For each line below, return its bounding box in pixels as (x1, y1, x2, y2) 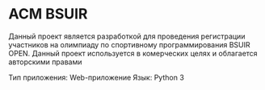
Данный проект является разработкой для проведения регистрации (8, 31, 246, 41)
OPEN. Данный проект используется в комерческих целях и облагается (8, 48, 258, 58)
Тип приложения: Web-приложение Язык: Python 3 (8, 72, 184, 82)
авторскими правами (8, 57, 82, 67)
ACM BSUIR (8, 5, 88, 23)
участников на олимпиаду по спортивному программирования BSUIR (8, 39, 250, 49)
